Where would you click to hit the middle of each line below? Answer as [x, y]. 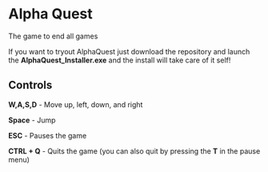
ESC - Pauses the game [48, 135]
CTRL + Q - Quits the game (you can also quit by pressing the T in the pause [134, 151]
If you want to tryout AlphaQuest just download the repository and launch [129, 51]
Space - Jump [32, 120]
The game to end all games [53, 36]
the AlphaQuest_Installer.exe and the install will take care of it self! [120, 60]
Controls [30, 85]
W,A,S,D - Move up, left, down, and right [76, 104]
